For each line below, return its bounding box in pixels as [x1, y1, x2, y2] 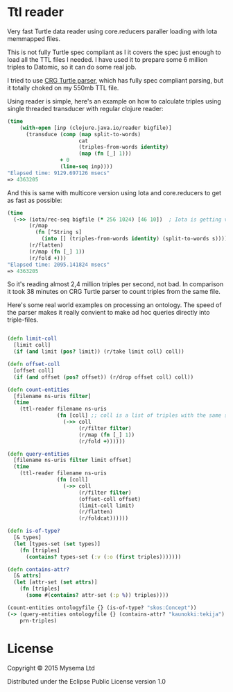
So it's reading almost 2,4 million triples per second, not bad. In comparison [7, 280, 224, 288]
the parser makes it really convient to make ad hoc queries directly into [7, 308, 210, 317]
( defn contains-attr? [7, 566, 70, 573]
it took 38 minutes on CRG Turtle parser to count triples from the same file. [7, 288, 221, 296]
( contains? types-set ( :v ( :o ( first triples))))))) [25, 553, 182, 560]
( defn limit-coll [7, 335, 58, 343]
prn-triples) [19, 617, 58, 624]
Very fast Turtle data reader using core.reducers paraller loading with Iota [7, 27, 217, 35]
